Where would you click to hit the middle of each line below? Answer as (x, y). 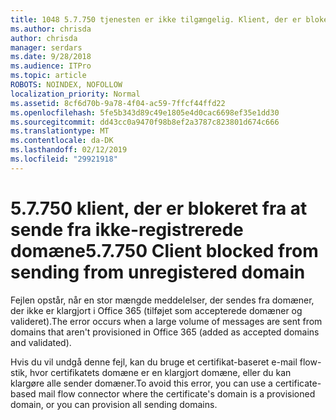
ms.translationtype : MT (60, 131)
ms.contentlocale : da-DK (62, 141)
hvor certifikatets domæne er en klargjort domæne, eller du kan (160, 372)
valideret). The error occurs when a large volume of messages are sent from (166, 321)
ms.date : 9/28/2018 (51, 57)
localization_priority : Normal (75, 94)
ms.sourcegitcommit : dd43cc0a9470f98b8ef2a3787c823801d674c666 (145, 122)
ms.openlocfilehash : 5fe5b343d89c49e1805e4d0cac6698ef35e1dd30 (145, 112)
